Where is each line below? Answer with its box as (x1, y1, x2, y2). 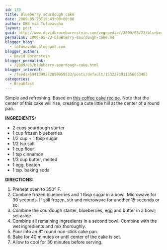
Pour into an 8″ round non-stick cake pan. (12, 228, 98, 234)
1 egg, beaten (12, 162, 41, 167)
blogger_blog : (5, 40, 35, 45)
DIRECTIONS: (5, 176, 34, 182)
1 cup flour (12, 146, 34, 152)
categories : (5, 77, 30, 82)
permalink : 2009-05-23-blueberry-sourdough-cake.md (5, 35, 114, 40)
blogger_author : (5, 49, 39, 54)
